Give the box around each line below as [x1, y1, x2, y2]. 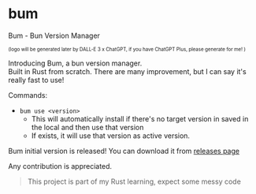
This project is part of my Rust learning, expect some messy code [27, 177, 242, 186]
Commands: [8, 90, 48, 99]
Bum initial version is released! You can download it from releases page [8, 146, 240, 155]
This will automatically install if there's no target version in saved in [31, 114, 249, 123]
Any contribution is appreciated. [8, 161, 113, 170]
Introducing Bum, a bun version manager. [8, 58, 143, 68]
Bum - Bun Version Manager [8, 31, 101, 40]
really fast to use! [8, 75, 65, 84]
